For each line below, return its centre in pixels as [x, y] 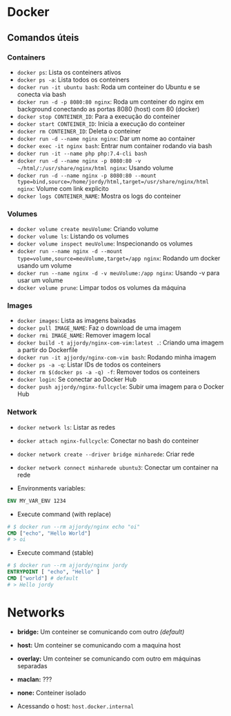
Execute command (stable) [56, 553]
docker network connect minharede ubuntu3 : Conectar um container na [118, 467]
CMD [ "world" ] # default [43, 578]
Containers [27, 57]
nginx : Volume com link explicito [63, 188]
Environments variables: [51, 488]
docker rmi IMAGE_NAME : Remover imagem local [84, 336]
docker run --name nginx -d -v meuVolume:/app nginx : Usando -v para [118, 273]
